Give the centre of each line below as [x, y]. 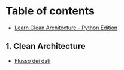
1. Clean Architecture [46, 46]
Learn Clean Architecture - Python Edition [66, 28]
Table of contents [50, 11]
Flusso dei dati [32, 60]
